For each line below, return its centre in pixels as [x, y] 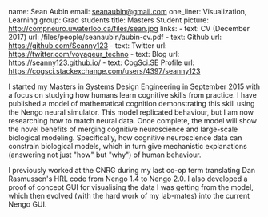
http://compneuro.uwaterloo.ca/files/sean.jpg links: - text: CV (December [129, 28]
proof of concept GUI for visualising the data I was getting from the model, [131, 187]
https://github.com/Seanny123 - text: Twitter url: [88, 46]
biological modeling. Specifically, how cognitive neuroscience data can [125, 138]
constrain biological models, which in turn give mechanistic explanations [128, 146]
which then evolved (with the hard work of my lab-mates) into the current [129, 196]
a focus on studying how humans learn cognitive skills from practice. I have [133, 95]
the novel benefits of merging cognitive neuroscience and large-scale [123, 129]
